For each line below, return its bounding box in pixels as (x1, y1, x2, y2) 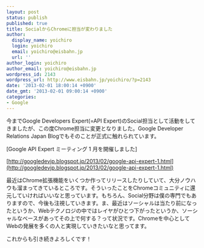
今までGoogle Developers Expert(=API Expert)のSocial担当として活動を (6, 117, 185, 124)
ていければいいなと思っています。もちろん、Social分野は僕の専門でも (16, 191, 192, 199)
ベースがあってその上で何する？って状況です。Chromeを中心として (22, 214, 191, 222)
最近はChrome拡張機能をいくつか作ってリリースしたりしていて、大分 (6, 176, 180, 183)
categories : (6, 94, 37, 100)
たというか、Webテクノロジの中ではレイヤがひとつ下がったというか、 (6, 207, 183, 214)
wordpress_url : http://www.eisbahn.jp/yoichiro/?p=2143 (6, 77, 151, 83)
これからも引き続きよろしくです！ (6, 235, 92, 243)
